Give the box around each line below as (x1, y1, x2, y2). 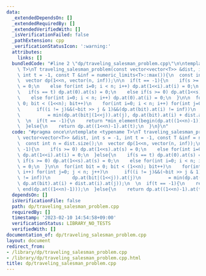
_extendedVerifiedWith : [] (12, 26, 81, 33)
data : (6, 9, 20, 15)
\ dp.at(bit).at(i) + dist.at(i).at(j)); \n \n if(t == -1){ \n (17, 181, 185, 187)
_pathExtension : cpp (12, 37, 64, 44)
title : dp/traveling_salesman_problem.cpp (6, 261, 116, 267)
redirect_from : (6, 243, 45, 250)
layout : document (6, 237, 51, 243)
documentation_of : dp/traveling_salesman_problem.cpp (6, 232, 147, 238)
